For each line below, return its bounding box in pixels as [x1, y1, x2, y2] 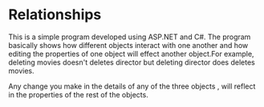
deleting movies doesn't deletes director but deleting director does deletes [8, 57, 255, 67]
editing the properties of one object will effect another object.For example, [8, 49, 254, 58]
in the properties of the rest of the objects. [8, 89, 148, 99]
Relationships [8, 6, 102, 24]
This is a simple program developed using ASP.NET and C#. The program [8, 32, 251, 42]
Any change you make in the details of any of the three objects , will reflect [8, 81, 256, 91]
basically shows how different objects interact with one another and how [8, 40, 249, 50]
